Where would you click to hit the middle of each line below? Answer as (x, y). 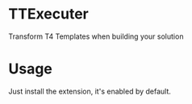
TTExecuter (48, 14)
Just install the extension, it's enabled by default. (90, 91)
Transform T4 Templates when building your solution (96, 36)
